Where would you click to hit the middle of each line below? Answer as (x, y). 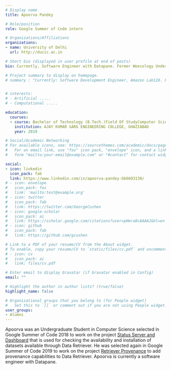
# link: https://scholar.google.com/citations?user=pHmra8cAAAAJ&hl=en (85, 221)
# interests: (19, 94)
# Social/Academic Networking (37, 141)
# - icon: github (24, 226)
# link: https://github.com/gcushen (46, 235)
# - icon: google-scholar (33, 212)
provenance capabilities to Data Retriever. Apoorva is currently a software (83, 356)
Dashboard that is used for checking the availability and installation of (78, 340)
